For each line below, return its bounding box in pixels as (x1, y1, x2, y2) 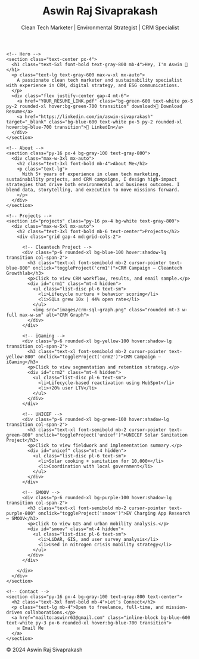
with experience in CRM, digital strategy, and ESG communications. (6, 82, 180, 88)
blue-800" (6, 265, 31, 271)
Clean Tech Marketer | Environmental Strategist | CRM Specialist (21, 24, 179, 31)
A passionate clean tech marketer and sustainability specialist (17, 77, 183, 83)
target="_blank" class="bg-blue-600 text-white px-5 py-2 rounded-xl (6, 119, 183, 125)
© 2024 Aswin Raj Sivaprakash (6, 646, 83, 653)
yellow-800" (6, 354, 36, 360)
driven (6, 610, 23, 615)
